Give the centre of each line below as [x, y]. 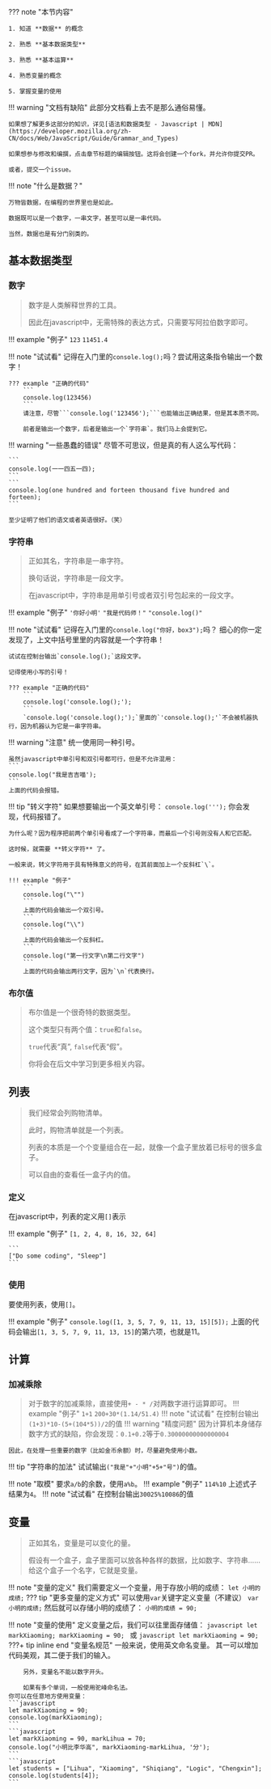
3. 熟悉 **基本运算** [41, 60]
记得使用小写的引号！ [38, 672]
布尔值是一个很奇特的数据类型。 [81, 1013]
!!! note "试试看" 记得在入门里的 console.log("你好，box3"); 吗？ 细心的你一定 [135, 629]
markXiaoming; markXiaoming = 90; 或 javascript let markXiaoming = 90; [133, 1635]
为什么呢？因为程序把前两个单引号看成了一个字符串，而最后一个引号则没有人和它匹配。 [132, 833]
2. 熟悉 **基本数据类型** [47, 44]
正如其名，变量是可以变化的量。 [81, 1543]
